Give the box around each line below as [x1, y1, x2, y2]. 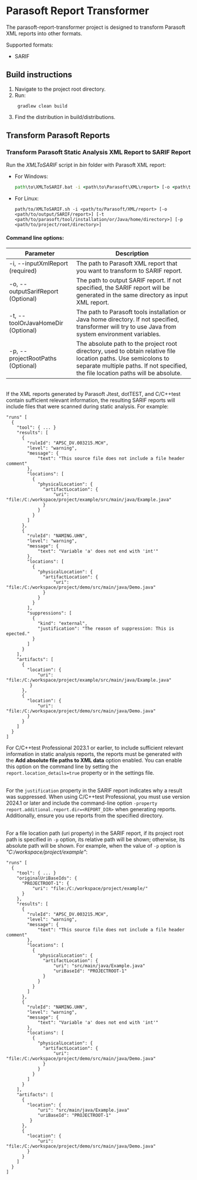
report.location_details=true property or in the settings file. [6, 769, 154, 776]
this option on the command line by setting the [6, 763, 118, 770]
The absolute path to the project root [76, 339, 178, 348]
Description [115, 249, 149, 257]
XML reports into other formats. [6, 29, 83, 37]
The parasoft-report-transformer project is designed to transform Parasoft [6, 24, 186, 31]
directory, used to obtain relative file [76, 346, 176, 355]
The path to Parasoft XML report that [76, 259, 178, 267]
